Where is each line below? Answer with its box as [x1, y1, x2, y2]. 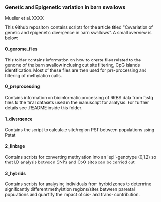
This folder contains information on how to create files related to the [5, 57, 141, 62]
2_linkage [5, 143, 25, 149]
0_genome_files [5, 46, 38, 52]
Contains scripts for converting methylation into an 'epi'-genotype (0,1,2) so [5, 154, 157, 160]
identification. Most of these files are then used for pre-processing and [5, 67, 147, 73]
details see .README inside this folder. [5, 104, 82, 111]
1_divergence [5, 116, 32, 122]
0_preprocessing [5, 83, 40, 89]
